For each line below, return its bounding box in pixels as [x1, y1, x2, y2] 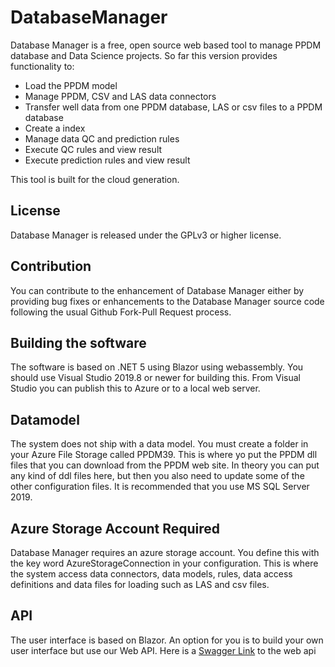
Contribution [10, 258, 92, 275]
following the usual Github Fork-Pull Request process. [10, 306, 232, 318]
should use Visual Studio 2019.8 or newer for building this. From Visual [10, 372, 301, 384]
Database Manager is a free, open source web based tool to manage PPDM [10, 39, 322, 51]
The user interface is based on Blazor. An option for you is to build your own [10, 634, 324, 646]
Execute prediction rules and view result [24, 154, 191, 166]
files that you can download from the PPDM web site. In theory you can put [10, 459, 320, 471]
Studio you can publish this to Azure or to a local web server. [10, 382, 261, 395]
